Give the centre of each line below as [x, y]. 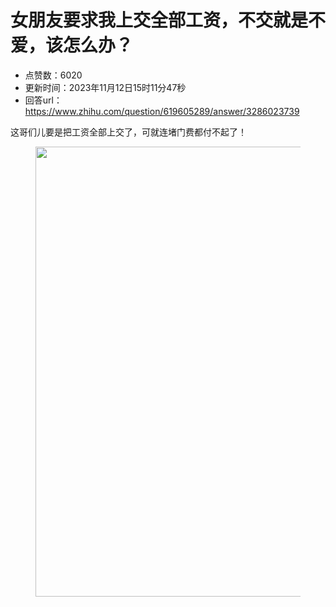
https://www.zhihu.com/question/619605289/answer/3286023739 [162, 111]
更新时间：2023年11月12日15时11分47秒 [105, 87]
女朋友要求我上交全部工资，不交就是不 [168, 20]
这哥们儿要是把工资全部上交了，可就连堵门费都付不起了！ [128, 132]
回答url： [43, 100]
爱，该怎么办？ [72, 45]
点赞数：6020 [53, 75]
